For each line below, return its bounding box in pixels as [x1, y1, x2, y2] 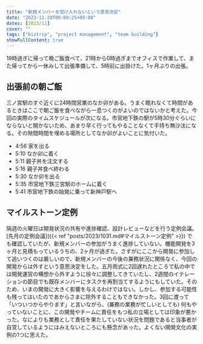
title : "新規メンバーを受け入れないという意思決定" [6, 9, 121, 15]
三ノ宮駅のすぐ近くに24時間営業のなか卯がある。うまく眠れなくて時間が [6, 98, 188, 106]
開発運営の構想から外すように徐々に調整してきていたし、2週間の [11, 270, 174, 277]
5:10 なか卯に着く [15, 150, 59, 157]
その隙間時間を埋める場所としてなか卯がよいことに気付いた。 [16, 129, 171, 137]
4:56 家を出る [15, 142, 50, 150]
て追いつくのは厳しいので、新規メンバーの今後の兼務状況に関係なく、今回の [6, 255, 198, 262]
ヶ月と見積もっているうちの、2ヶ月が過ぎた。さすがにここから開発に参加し [6, 247, 195, 255]
